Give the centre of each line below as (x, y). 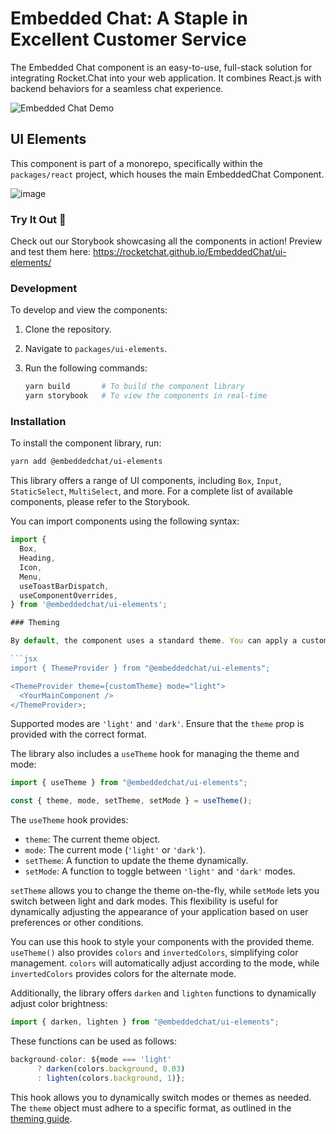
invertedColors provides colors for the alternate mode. (123, 974)
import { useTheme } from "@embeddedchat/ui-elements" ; (129, 783)
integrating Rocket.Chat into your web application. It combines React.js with (166, 78)
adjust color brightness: (59, 1004)
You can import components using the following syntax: (125, 521)
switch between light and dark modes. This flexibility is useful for (144, 901)
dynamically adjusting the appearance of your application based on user (159, 912)
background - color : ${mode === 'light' (91, 1060)
